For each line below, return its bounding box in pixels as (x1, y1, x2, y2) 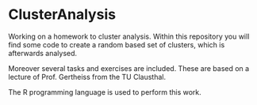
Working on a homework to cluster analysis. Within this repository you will (8, 32, 250, 41)
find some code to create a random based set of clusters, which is (8, 39, 225, 49)
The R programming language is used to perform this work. (8, 87, 202, 96)
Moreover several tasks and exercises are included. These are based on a (8, 63, 250, 73)
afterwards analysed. (8, 48, 78, 58)
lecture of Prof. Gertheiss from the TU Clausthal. (8, 72, 167, 81)
